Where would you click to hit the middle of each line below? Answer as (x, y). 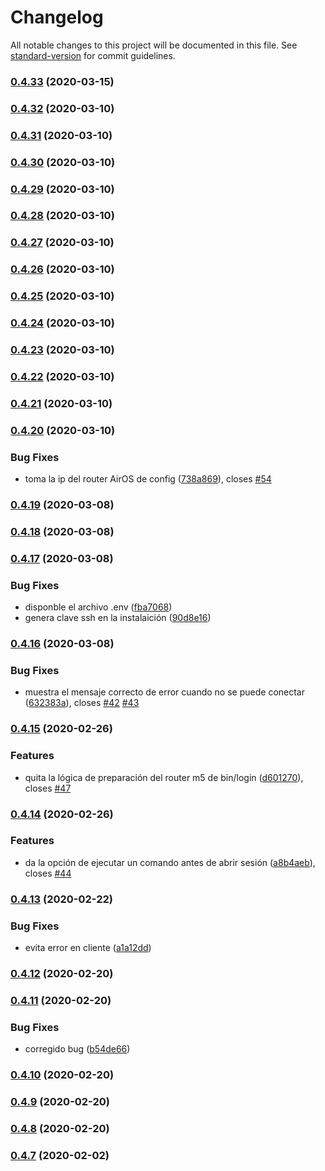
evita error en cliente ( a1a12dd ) (88, 948)
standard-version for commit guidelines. (93, 55)
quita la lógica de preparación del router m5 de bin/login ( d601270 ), (164, 777)
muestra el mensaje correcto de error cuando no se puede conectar (164, 692)
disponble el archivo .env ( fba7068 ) (98, 607)
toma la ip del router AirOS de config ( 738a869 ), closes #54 (148, 479)
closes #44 (48, 873)
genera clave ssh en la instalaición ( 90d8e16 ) (118, 618)
